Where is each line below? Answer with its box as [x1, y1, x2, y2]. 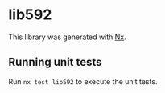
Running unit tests [8, 55, 102, 69]
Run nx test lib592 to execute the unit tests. [8, 76, 158, 86]
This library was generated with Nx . [8, 32, 126, 42]
